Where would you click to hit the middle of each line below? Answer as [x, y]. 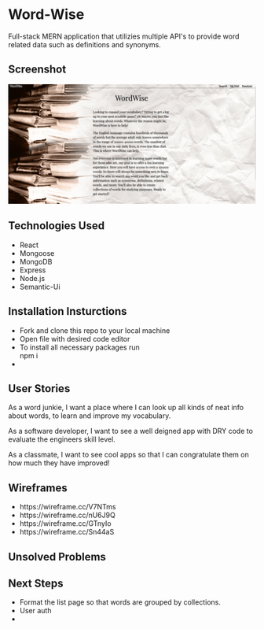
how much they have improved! [59, 463]
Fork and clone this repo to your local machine [95, 330]
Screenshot [37, 70]
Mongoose [37, 253]
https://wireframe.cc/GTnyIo [65, 524]
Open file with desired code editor [75, 339]
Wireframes [38, 488]
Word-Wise [46, 15]
